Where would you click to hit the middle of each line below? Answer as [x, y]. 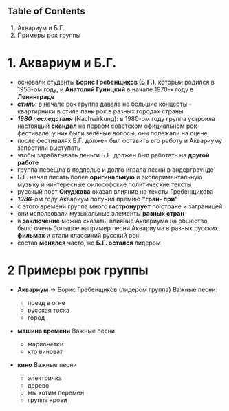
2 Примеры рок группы [78, 270]
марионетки [45, 344]
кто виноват [45, 351]
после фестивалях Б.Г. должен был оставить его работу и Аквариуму [119, 140]
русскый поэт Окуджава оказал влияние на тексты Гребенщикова [115, 191]
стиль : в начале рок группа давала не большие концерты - [104, 104]
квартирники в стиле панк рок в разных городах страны [100, 111]
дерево [38, 385]
